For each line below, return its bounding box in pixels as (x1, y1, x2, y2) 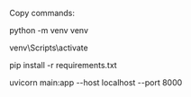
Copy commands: (9, 8, 75, 18)
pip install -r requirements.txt (9, 60, 117, 70)
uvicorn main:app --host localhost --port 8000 (9, 77, 183, 88)
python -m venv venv (9, 25, 88, 35)
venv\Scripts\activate (9, 42, 88, 53)
